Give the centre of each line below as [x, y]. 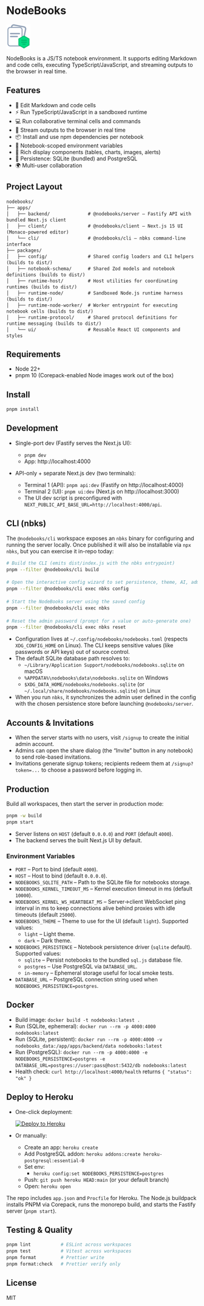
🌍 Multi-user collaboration [49, 165]
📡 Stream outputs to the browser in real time [70, 130]
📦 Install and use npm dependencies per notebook [79, 137]
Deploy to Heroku [40, 1097]
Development [32, 428]
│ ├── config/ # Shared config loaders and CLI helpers [100, 257]
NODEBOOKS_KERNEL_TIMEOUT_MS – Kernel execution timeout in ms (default [104, 889]
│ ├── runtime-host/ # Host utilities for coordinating [92, 281]
